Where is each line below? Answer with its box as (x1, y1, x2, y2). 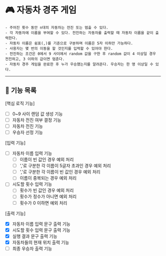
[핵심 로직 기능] (5, 100, 35, 106)
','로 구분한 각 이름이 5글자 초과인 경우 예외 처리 (19, 163, 111, 169)
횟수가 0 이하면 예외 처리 (19, 200, 68, 206)
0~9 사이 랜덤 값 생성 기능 (12, 110, 63, 116)
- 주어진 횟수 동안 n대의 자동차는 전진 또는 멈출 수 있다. (5, 25, 109, 30)
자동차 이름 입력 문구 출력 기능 (12, 220, 71, 227)
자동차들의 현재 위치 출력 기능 (12, 239, 69, 245)
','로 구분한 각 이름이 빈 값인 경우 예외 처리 (19, 169, 101, 175)
